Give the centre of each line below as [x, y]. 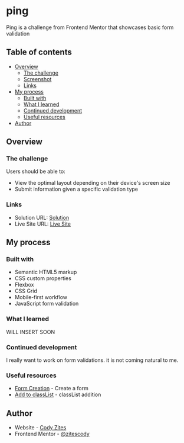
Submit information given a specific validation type [76, 189]
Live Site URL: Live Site [43, 224]
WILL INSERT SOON [30, 332]
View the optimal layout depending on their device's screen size [92, 183]
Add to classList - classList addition [58, 394]
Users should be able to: [36, 171]
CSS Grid [26, 291]
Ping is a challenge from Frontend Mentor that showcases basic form [90, 27]
